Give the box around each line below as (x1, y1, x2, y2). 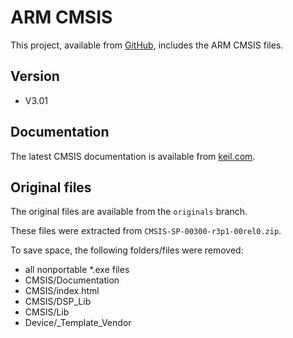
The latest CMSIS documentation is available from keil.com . (10, 150, 256, 162)
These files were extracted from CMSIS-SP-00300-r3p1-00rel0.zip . (10, 225, 282, 237)
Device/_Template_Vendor (24, 317, 132, 329)
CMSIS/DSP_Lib (24, 296, 92, 308)
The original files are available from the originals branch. (10, 206, 248, 218)
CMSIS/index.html (24, 285, 100, 297)
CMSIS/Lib (24, 306, 70, 318)
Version (10, 68, 60, 85)
